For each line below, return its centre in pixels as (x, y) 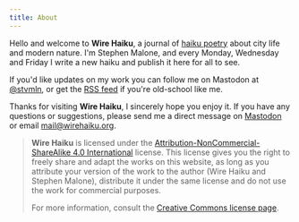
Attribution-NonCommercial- (207, 142)
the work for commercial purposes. (96, 190)
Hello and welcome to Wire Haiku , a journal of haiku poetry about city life (145, 43)
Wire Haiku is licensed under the (92, 142)
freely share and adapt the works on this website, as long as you (150, 161)
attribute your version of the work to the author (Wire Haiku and (149, 171)
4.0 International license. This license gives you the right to (182, 152)
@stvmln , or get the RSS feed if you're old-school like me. (116, 89)
